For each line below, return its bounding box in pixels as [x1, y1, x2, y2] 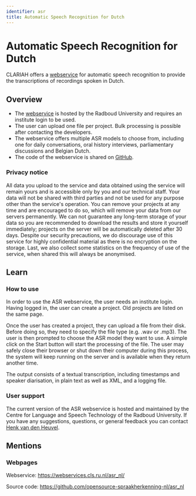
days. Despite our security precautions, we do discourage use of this [6, 231, 173, 238]
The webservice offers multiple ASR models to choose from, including [14, 135, 184, 142]
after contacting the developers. [14, 129, 93, 136]
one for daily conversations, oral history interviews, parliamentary [14, 141, 174, 149]
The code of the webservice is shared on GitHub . [14, 154, 134, 161]
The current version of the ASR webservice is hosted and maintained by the [6, 405, 190, 412]
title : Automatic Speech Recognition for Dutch [6, 14, 125, 20]
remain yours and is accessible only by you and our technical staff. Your [6, 188, 180, 195]
